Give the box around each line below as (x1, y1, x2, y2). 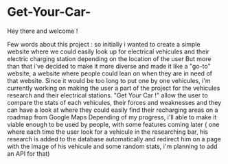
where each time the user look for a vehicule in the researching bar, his (7, 128, 208, 136)
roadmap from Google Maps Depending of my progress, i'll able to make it (7, 113, 217, 121)
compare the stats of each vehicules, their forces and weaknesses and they (7, 98, 222, 106)
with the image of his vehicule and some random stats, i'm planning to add (7, 142, 218, 150)
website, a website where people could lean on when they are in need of (7, 69, 213, 78)
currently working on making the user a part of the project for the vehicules (7, 84, 220, 92)
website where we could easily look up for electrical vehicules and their (7, 47, 209, 56)
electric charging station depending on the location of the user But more (7, 54, 212, 62)
